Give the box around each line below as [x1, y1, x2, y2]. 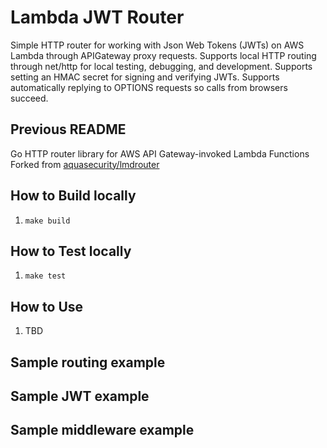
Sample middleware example [10, 422, 195, 439]
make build [24, 216, 71, 226]
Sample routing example [10, 354, 166, 371]
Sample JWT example [10, 387, 150, 405]
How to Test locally [10, 242, 132, 260]
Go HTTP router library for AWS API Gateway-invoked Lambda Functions [10, 147, 310, 160]
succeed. [10, 92, 49, 104]
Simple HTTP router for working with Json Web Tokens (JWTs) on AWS [10, 39, 305, 51]
